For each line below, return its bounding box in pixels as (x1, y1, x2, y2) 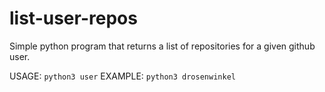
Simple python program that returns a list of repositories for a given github (9, 40, 316, 52)
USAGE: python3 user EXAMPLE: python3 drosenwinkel (9, 70, 236, 82)
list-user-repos (9, 7, 138, 30)
